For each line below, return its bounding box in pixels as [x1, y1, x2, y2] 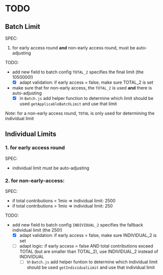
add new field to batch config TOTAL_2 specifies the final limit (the [12, 69, 144, 75]
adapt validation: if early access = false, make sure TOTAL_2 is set [19, 79, 153, 85]
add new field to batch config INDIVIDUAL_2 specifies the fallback [12, 222, 143, 228]
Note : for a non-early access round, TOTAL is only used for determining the [5, 111, 155, 116]
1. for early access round [5, 144, 65, 151]
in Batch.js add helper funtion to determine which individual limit [26, 259, 158, 265]
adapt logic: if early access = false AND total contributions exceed [19, 243, 153, 249]
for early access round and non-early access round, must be [12, 45, 136, 50]
